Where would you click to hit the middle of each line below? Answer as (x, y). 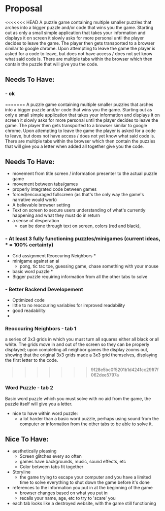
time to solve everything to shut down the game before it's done (85, 482)
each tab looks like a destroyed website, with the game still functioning (84, 504)
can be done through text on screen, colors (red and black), (80, 226)
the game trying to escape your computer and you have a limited (85, 477)
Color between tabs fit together (51, 467)
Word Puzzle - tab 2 (29, 388)
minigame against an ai (36, 261)
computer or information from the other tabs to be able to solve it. (86, 424)
